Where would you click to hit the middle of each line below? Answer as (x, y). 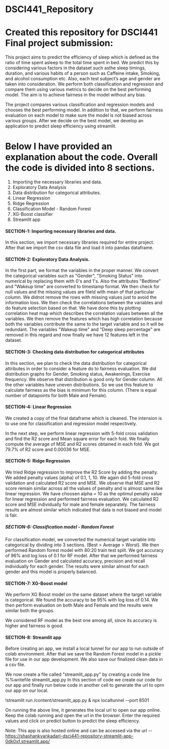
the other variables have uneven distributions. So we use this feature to (79, 385)
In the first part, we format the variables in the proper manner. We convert (82, 270)
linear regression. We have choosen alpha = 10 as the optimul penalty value (84, 494)
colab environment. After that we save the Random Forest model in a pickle (83, 654)
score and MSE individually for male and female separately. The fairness (80, 504)
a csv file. (15, 665)
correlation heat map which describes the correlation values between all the (84, 313)
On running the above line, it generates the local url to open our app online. (83, 710)
